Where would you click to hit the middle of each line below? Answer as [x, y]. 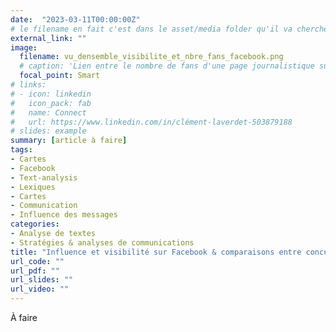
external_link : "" [48, 38]
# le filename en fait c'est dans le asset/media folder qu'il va [151, 29]
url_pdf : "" [35, 271]
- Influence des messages [64, 215]
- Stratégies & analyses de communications [102, 242]
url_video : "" [40, 289]
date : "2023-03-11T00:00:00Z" [75, 19]
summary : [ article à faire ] [69, 141]
